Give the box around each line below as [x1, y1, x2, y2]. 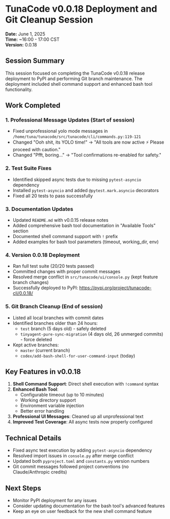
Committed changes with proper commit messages [12, 269, 121, 275]
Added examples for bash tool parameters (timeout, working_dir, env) [12, 239, 159, 245]
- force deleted [20, 336, 52, 342]
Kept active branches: [12, 342, 59, 348]
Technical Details [5, 434, 62, 442]
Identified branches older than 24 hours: [12, 320, 98, 326]
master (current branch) [20, 347, 70, 353]
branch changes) [12, 279, 49, 286]
